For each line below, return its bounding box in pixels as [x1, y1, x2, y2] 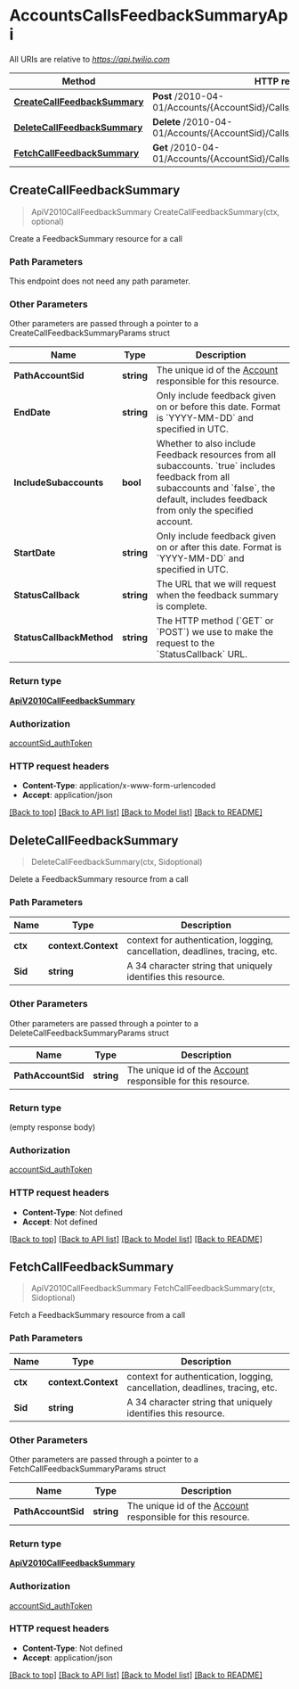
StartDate [13, 547, 56, 559]
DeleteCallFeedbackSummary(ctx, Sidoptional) [30, 857, 203, 868]
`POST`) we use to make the [156, 626, 274, 639]
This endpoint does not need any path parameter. [9, 276, 191, 286]
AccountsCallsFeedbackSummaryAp [9, 5, 288, 26]
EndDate [13, 407, 51, 419]
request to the [156, 637, 215, 649]
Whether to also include [156, 438, 256, 450]
